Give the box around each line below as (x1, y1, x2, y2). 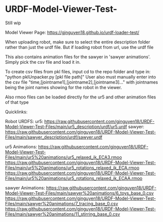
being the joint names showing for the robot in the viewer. (5, 84, 122, 90)
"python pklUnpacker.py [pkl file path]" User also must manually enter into (5, 74, 156, 80)
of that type (5, 99, 29, 105)
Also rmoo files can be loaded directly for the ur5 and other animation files (5, 94, 156, 100)
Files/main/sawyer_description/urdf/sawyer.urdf (5, 134, 102, 140)
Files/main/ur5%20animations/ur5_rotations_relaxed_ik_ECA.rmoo (5, 165, 139, 171)
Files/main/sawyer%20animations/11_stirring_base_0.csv (5, 211, 120, 217)
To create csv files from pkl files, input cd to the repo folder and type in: (5, 68, 151, 75)
